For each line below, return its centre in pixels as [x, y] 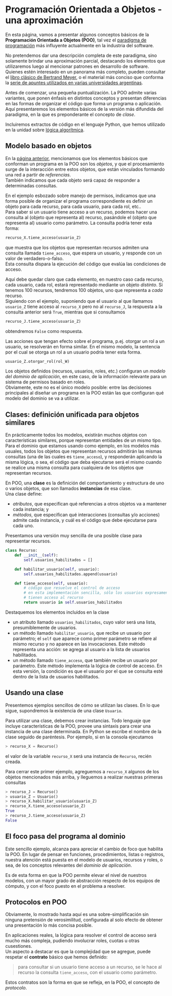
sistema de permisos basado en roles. [46, 382]
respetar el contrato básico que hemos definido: [57, 957]
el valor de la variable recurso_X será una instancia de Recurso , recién [79, 756]
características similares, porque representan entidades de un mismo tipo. [84, 440]
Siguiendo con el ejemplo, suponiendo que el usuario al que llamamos [79, 301]
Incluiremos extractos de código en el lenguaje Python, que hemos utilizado [85, 124]
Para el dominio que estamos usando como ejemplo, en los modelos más [82, 446]
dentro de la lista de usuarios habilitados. [56, 676]
